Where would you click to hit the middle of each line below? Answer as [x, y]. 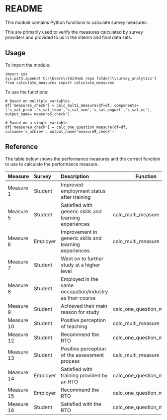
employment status [83, 191]
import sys [16, 74]
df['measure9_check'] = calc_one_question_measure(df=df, [66, 127]
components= [126, 105]
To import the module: [28, 65]
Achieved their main [84, 306]
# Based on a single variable [37, 123]
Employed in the [80, 279]
